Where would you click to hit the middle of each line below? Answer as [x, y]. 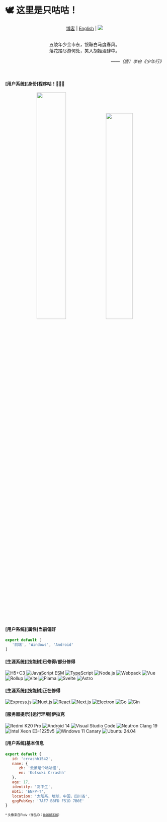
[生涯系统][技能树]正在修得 [33, 690]
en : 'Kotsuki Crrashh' [42, 773]
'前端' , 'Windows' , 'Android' [43, 645]
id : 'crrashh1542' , [32, 759]
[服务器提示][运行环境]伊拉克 [35, 714]
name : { [20, 763]
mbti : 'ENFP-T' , [29, 791]
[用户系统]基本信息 [25, 743]
